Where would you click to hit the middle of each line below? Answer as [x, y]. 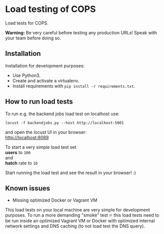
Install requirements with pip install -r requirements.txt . [74, 86]
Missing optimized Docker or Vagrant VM [55, 200]
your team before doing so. [33, 38]
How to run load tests [39, 102]
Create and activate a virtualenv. [46, 80]
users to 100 [18, 152]
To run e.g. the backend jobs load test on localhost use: [62, 114]
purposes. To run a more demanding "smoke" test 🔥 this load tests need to [82, 215]
